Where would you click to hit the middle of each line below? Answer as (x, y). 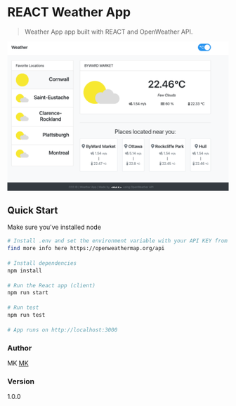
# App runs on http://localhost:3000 (63, 330)
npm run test (26, 315)
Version (21, 381)
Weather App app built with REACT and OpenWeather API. (109, 32)
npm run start (28, 293)
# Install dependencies (42, 263)
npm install (25, 270)
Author (20, 348)
